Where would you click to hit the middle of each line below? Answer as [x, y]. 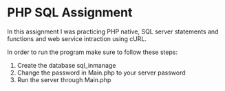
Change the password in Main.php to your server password [101, 73]
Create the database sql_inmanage [66, 65]
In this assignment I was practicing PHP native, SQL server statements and [113, 31]
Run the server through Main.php [64, 79]
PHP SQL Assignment [70, 13]
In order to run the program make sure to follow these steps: [92, 52]
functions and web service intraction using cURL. [77, 38]
